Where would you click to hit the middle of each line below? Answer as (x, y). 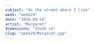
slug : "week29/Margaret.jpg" (36, 33)
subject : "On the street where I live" (48, 10)
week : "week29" (21, 15)
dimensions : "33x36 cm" (30, 29)
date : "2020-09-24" (26, 19)
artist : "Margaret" (26, 24)
